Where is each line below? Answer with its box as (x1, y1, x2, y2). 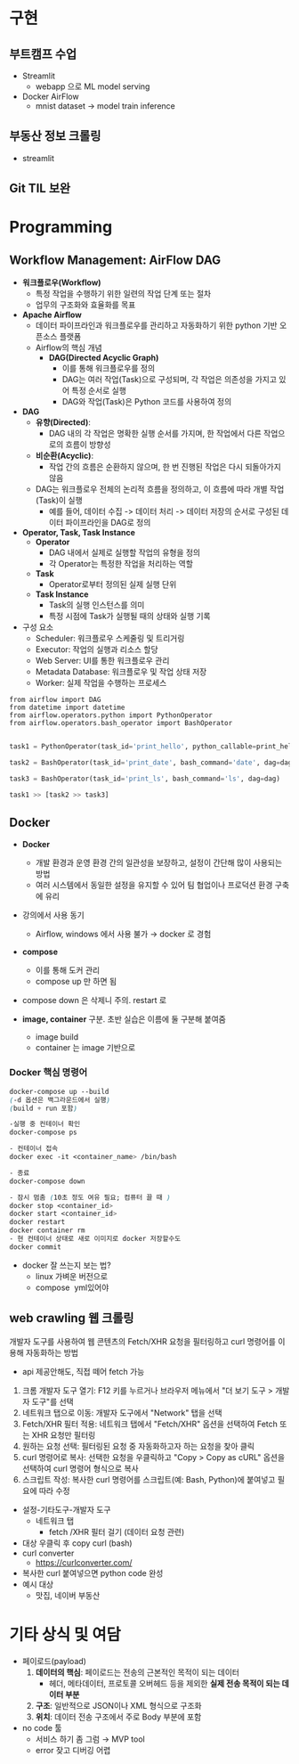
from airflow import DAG (9, 696, 101, 705)
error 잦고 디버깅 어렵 (35, 1744, 111, 1755)
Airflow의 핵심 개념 (35, 342, 102, 353)
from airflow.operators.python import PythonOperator (9, 711, 214, 720)
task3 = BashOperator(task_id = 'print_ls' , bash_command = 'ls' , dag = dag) (9, 774, 280, 783)
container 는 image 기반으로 (35, 1041, 136, 1052)
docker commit (9, 1242, 62, 1252)
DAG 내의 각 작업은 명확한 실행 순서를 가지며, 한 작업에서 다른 (48, 429, 263, 439)
